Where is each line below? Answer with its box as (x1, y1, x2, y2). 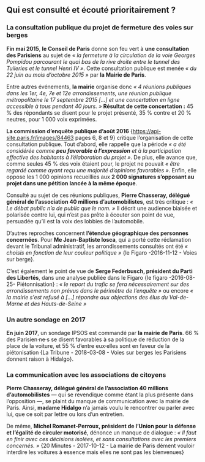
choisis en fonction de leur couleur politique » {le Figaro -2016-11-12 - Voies (6, 248, 198, 256)
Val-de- (169, 293, 189, 301)
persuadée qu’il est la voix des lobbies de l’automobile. (6, 217, 144, 225)
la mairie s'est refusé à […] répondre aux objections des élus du (6, 293, 168, 301)
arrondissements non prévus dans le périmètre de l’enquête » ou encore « (6, 287, 194, 294)
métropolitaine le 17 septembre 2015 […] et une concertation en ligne (6, 96, 180, 103)
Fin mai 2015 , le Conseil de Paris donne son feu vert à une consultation (6, 45, 190, 52)
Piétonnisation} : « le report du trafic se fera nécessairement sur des (17, 280, 190, 288)
